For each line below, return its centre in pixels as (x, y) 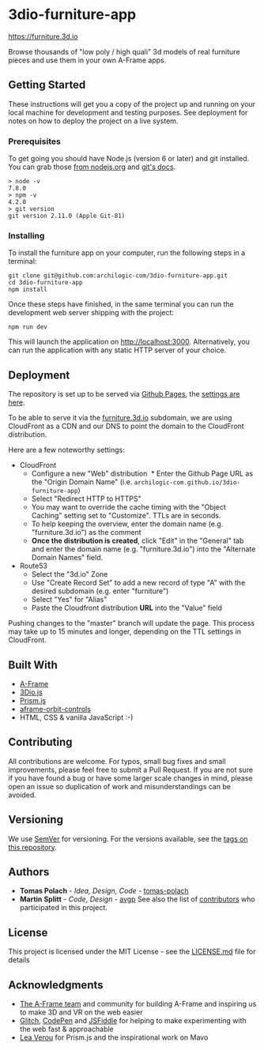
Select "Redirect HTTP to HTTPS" (87, 499)
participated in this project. (64, 908)
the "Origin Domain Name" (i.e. (82, 482)
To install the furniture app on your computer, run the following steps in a (127, 253)
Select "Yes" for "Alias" (69, 600)
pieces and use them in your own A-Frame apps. (87, 60)
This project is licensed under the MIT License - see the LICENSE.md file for (132, 952)
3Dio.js (31, 692)
